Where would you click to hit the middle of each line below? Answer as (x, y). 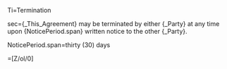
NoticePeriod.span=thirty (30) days (59, 45)
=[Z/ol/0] (20, 58)
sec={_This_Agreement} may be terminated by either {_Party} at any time (114, 24)
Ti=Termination (29, 10)
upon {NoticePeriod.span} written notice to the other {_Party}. (98, 31)
